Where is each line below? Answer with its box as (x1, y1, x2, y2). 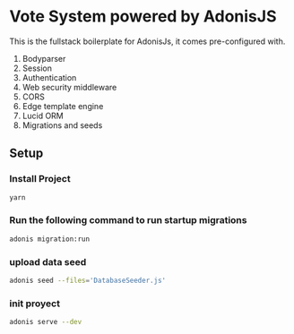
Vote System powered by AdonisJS (9, 6, 277, 27)
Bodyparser (22, 53, 66, 64)
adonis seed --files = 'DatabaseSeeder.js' (9, 276, 167, 285)
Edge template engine (22, 100, 104, 111)
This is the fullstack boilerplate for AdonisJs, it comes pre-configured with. (9, 36, 286, 47)
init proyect (9, 297, 61, 310)
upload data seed (9, 255, 87, 268)
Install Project (9, 173, 71, 185)
